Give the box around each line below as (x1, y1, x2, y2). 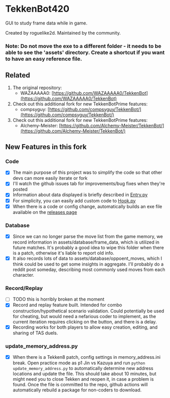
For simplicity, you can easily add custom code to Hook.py (12, 197, 136, 204)
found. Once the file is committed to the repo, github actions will (12, 381, 148, 387)
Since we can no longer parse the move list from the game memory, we (12, 233, 163, 240)
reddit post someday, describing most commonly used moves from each (12, 267, 165, 273)
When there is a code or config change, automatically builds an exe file (12, 203, 162, 209)
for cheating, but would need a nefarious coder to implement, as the (12, 313, 156, 319)
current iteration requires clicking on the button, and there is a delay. (12, 319, 157, 325)
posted (12, 187, 28, 193)
